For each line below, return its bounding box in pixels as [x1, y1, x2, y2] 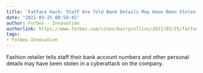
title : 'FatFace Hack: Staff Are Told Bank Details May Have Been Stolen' [6, 8, 199, 15]
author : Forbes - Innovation [6, 20, 80, 26]
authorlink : [6, 25, 36, 32]
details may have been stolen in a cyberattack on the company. [6, 60, 164, 67]
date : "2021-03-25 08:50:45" [6, 14, 80, 21]
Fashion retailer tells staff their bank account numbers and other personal [6, 54, 189, 60]
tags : [6, 31, 20, 37]
